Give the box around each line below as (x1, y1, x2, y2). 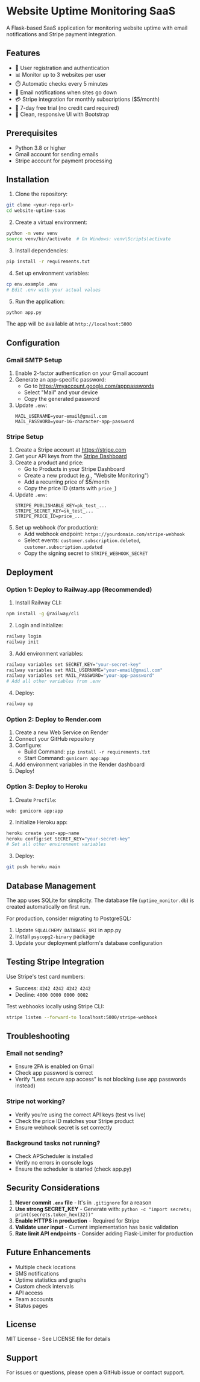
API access (14, 1289, 43, 1296)
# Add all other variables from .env (6, 678, 101, 685)
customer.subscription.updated (23, 545, 103, 551)
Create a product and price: (14, 459, 84, 466)
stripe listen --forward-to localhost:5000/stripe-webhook (6, 1014, 158, 1020)
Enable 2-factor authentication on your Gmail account (14, 369, 149, 377)
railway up (6, 701, 34, 707)
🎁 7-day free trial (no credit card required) (14, 104, 119, 111)
